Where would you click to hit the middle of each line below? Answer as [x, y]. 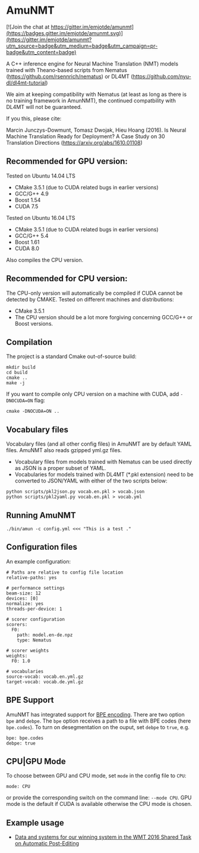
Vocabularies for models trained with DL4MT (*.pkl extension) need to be [104, 475]
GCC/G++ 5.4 [31, 235]
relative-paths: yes [32, 578]
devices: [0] [22, 598]
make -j [16, 383]
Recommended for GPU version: [67, 161]
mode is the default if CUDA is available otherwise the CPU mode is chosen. [99, 804]
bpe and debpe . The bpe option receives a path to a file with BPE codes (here [99, 721]
